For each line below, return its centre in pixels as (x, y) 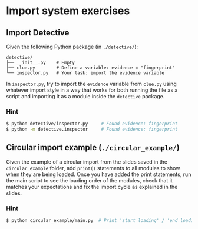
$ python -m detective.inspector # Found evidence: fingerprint (92, 130)
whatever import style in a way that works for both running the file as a (92, 90)
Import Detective (38, 33)
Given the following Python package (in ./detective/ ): (72, 47)
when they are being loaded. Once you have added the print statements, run (99, 174)
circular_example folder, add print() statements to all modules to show (93, 168)
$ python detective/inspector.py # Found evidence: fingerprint (92, 124)
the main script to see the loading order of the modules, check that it (89, 180)
